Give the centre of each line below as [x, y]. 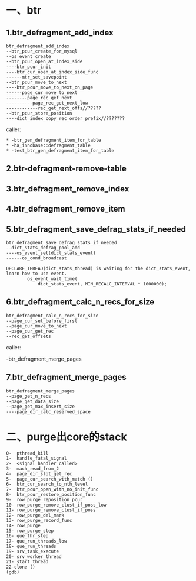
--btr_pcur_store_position [39, 113]
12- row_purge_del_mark [35, 515]
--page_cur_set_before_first [42, 321]
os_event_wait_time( [52, 279]
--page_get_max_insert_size [41, 407]
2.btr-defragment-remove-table [66, 169]
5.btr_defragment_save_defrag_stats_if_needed [96, 229]
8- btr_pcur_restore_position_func [51, 494]
